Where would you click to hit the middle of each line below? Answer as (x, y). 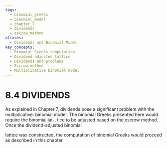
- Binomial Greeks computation (42, 52)
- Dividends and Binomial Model (44, 43)
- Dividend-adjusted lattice (40, 56)
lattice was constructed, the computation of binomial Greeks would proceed (83, 135)
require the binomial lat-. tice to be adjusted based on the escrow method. (82, 120)
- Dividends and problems (37, 61)
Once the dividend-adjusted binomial (43, 125)
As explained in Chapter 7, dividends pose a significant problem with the (80, 109)
